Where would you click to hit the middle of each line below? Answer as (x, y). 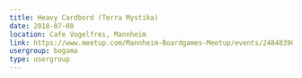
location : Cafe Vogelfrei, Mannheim (78, 34)
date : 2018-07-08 (42, 26)
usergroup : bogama (44, 51)
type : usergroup (40, 59)
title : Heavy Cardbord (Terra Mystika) (84, 17)
